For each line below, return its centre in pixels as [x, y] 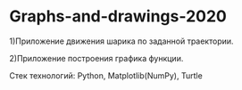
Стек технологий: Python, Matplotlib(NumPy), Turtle [106, 75]
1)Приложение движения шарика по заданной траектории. [121, 41]
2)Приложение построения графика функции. [96, 58]
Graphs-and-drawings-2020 [118, 16]
